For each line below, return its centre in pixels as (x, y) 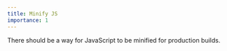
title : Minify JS (33, 14)
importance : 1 (28, 20)
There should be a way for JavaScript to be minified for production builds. (114, 40)
